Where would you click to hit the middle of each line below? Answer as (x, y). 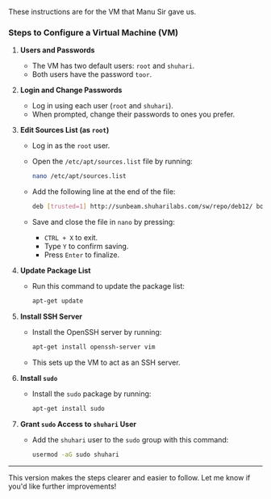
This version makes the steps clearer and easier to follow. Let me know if (129, 477)
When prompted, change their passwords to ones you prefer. (133, 114)
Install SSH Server (51, 316)
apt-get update (57, 301)
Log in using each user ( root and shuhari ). (102, 106)
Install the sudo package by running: (92, 393)
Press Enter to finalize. (81, 255)
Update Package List (55, 271)
